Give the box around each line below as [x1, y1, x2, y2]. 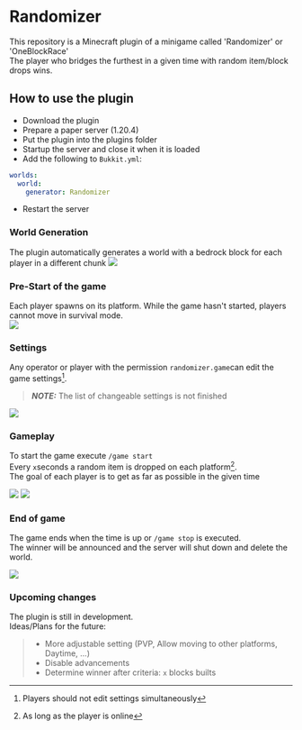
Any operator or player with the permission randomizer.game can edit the [9, 362, 274, 373]
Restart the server [22, 204, 90, 214]
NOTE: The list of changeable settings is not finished [31, 390, 227, 401]
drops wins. [9, 65, 53, 76]
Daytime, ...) [44, 648, 90, 659]
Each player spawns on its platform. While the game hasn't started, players [9, 300, 287, 311]
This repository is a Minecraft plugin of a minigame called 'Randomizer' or [9, 36, 283, 47]
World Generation [9, 226, 89, 239]
